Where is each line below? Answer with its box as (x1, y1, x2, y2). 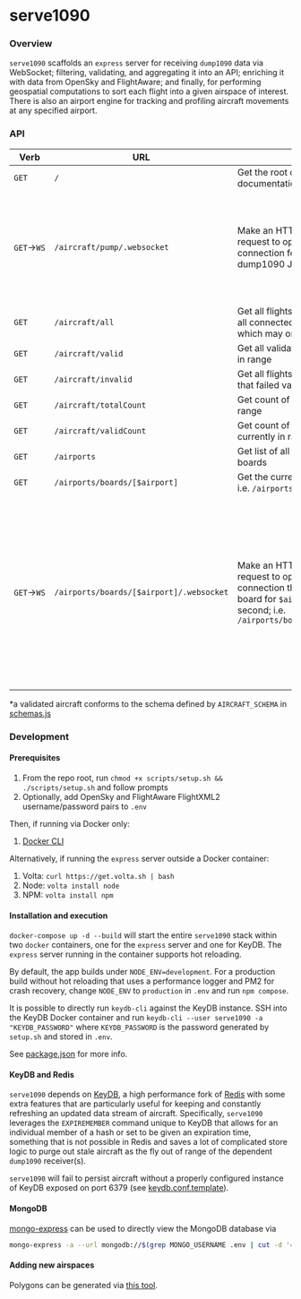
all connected (236, 315, 295, 328)
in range (236, 353, 272, 366)
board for (236, 592, 277, 605)
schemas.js (9, 708, 52, 718)
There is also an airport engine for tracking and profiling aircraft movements (9, 96, 289, 107)
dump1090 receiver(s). (9, 1156, 87, 1166)
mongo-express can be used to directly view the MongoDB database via (9, 1223, 277, 1234)
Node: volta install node (21, 880, 120, 890)
